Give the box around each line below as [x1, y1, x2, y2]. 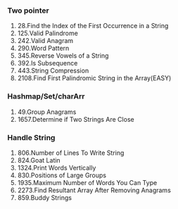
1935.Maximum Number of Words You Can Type [17, 178, 158, 186]
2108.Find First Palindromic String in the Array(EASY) [17, 74, 172, 82]
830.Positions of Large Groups [17, 171, 107, 179]
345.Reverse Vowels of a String [17, 51, 109, 60]
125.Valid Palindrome [17, 29, 79, 37]
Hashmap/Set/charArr [7, 91, 85, 101]
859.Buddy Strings [17, 193, 72, 202]
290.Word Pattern [17, 44, 70, 53]
